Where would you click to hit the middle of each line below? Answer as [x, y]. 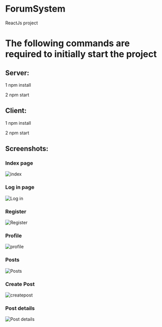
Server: [17, 73]
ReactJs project [21, 23]
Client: [16, 111]
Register [16, 211]
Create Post [20, 284]
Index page [19, 163]
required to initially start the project [81, 54]
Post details [20, 308]
